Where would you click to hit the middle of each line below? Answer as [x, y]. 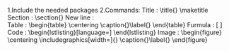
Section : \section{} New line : [51, 17]
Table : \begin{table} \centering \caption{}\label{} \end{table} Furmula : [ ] [115, 25]
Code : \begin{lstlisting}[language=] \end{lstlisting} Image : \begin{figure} [115, 32]
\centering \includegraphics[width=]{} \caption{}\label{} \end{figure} [107, 40]
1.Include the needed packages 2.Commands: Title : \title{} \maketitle [108, 10]
